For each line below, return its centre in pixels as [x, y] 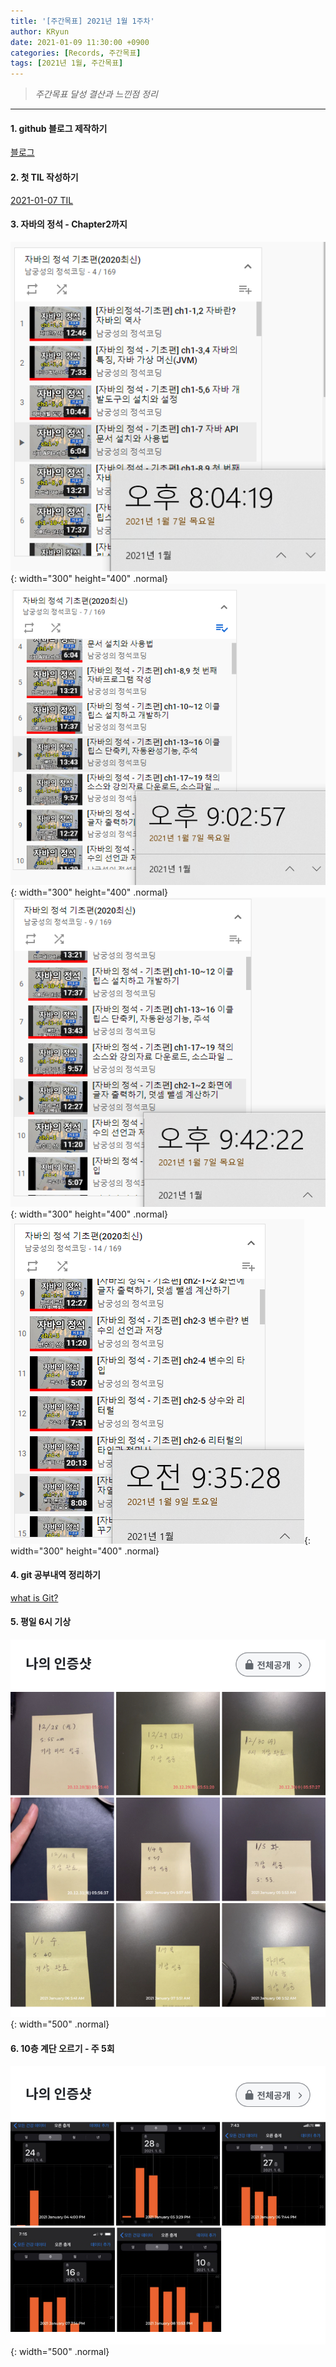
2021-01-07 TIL [42, 200]
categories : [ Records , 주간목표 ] [76, 53]
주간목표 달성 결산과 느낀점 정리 [96, 94]
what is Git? [34, 1597]
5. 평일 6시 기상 [41, 1622]
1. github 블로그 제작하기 [59, 128]
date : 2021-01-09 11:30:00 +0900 [80, 42]
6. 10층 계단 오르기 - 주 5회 [62, 2049]
